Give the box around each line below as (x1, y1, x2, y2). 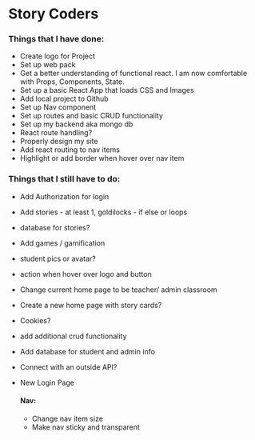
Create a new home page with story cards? (19, 300, 162, 310)
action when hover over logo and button (19, 269, 152, 278)
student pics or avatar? (19, 254, 96, 263)
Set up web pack (19, 60, 76, 70)
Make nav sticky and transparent (31, 422, 140, 432)
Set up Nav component (19, 102, 97, 112)
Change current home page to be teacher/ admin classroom (19, 285, 217, 294)
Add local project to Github (19, 94, 110, 104)
